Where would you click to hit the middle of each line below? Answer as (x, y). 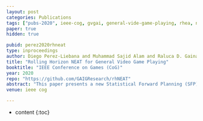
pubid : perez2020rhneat (36, 45)
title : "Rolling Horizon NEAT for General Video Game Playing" (88, 62)
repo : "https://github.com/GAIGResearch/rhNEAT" (69, 79)
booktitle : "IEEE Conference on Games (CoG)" (64, 67)
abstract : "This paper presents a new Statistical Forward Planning (94, 84)
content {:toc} (32, 112)
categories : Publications (39, 17)
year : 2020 (20, 73)
